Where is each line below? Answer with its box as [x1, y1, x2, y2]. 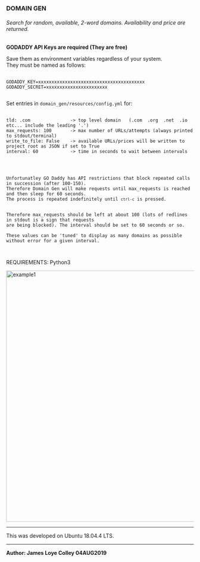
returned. [6, 25, 29, 32]
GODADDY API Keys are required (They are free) [6, 43, 128, 51]
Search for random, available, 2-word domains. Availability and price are [6, 19, 186, 26]
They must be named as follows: [6, 61, 86, 69]
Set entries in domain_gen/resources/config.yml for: [6, 100, 133, 107]
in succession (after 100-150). [6, 180, 86, 187]
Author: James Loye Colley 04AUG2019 [6, 549, 107, 557]
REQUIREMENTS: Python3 [6, 259, 71, 266]
